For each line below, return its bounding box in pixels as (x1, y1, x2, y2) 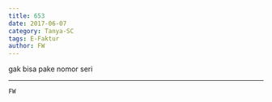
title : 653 (8, 11, 45, 20)
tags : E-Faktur (8, 34, 60, 43)
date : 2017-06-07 (8, 19, 67, 28)
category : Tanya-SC (8, 27, 74, 35)
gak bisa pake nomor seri (8, 64, 93, 74)
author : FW (8, 42, 45, 50)
